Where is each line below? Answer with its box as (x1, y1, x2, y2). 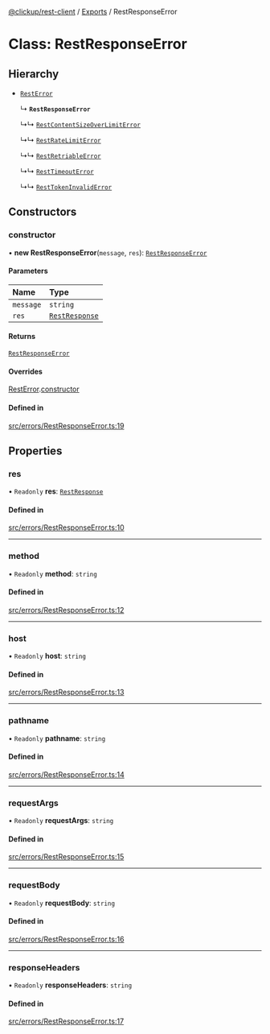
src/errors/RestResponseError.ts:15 (8, 852, 125, 862)
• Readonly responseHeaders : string (8, 980, 133, 990)
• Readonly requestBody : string (8, 898, 115, 908)
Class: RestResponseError (8, 35, 187, 53)
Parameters (8, 266, 48, 276)
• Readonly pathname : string (8, 733, 106, 743)
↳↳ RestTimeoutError (19, 167, 94, 176)
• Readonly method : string (8, 569, 98, 578)
